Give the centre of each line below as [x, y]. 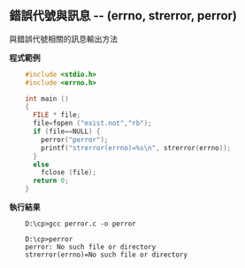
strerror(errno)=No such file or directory [107, 255]
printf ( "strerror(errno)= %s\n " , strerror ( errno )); [136, 148]
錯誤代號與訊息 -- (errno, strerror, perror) [123, 16]
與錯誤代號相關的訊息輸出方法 [63, 39]
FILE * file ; [57, 115]
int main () [47, 99]
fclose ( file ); [69, 172]
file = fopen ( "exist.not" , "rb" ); [92, 123]
